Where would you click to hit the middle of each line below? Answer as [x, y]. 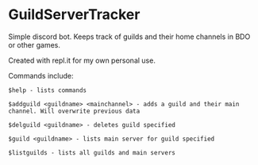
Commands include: [41, 75]
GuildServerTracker [74, 15]
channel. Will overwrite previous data [74, 111]
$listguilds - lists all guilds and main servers [92, 152]
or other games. [35, 44]
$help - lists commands [48, 90]
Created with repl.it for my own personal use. [82, 60]
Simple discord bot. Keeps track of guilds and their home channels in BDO [129, 36]
